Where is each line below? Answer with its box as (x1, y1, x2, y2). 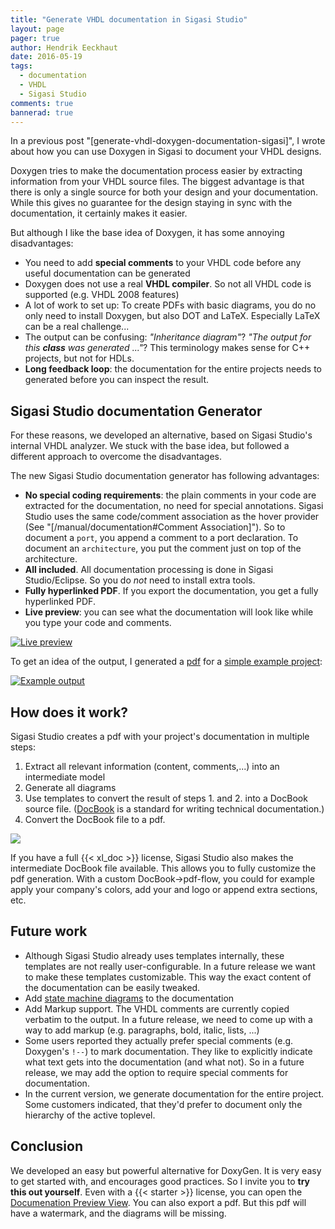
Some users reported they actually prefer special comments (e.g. (24, 1034, 294, 1046)
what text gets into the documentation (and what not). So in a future (24, 1056, 305, 1068)
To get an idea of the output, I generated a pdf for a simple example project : (10, 656, 323, 668)
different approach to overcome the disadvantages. (10, 451, 223, 463)
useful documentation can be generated (24, 267, 191, 280)
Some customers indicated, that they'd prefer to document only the (24, 1098, 303, 1110)
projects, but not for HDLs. (24, 352, 135, 365)
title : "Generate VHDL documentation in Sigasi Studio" (10, 14, 248, 25)
